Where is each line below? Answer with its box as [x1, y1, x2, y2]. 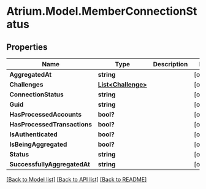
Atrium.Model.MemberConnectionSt [6, 4, 197, 18]
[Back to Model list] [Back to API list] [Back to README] [6, 176, 147, 183]
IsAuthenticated [9, 130, 58, 139]
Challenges [9, 80, 44, 88]
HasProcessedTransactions [9, 120, 92, 128]
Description [153, 60, 188, 68]
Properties [6, 42, 48, 52]
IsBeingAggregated [9, 140, 67, 148]
